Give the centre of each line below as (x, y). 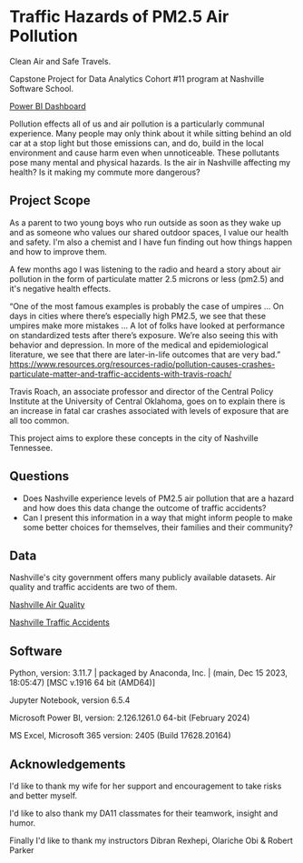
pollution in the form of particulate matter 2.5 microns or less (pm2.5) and (147, 278)
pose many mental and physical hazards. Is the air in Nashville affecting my (150, 162)
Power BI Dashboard (48, 105)
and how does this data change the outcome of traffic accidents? (144, 507)
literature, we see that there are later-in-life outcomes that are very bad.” (145, 354)
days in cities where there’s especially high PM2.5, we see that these (137, 316)
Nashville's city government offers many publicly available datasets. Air (143, 577)
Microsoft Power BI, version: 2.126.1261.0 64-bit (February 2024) (130, 718)
